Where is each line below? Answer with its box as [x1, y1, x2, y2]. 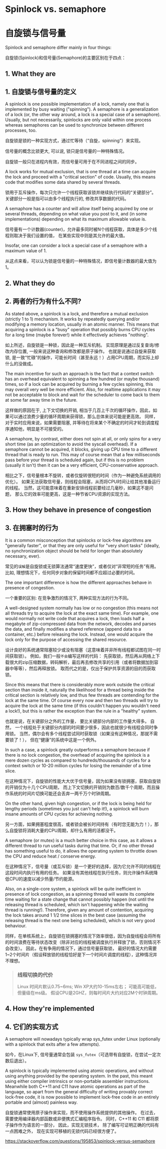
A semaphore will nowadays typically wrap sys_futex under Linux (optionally [5, 1036, 161, 1042]
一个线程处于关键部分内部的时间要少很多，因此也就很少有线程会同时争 [14, 724, 158, 730]
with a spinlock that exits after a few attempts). [5, 1041, 100, 1047]
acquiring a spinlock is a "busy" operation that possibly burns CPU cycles [5, 326, 155, 332]
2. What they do [5, 279, 55, 287]
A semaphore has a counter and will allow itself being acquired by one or [5, 206, 154, 212]
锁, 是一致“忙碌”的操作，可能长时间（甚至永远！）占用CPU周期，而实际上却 [5, 354, 159, 360]
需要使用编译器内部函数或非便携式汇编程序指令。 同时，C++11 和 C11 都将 [5, 1116, 155, 1122]
